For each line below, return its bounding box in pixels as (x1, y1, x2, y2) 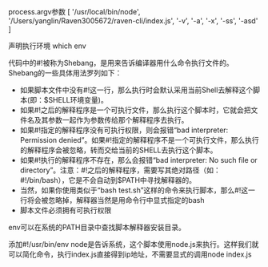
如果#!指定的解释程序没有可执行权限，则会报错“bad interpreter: (19, 125, 229, 135)
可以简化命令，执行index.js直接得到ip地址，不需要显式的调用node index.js (8, 249, 252, 259)
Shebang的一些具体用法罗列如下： (8, 68, 122, 78)
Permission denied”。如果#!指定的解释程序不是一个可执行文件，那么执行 (19, 136, 259, 144)
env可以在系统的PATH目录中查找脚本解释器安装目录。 (8, 223, 186, 232)
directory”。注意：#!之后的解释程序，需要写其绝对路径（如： (19, 165, 222, 175)
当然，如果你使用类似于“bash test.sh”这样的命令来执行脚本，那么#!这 (19, 185, 249, 195)
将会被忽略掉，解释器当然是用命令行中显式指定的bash (26, 196, 206, 204)
